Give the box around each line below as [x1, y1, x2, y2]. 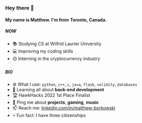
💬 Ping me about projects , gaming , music [12, 99, 99, 106]
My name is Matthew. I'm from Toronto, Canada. [5, 17, 107, 23]
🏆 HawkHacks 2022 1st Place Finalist [12, 92, 91, 98]
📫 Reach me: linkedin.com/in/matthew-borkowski [12, 105, 116, 111]
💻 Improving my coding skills [12, 48, 73, 54]
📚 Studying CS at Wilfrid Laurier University [12, 41, 102, 47]
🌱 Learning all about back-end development [12, 87, 105, 93]
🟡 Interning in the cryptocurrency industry [12, 56, 101, 61]
